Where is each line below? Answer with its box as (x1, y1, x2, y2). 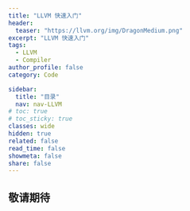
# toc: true (8, 107, 48, 115)
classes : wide (8, 123, 56, 131)
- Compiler (15, 57, 52, 64)
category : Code (8, 71, 59, 79)
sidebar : (8, 85, 37, 93)
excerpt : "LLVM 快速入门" (8, 33, 90, 42)
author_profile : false (8, 64, 83, 72)
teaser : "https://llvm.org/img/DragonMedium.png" (15, 26, 183, 34)
